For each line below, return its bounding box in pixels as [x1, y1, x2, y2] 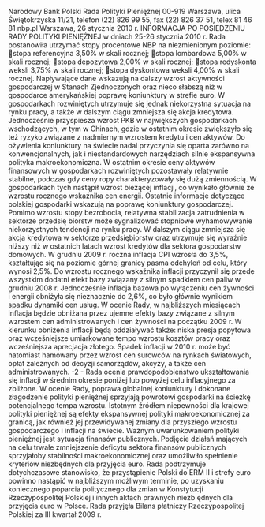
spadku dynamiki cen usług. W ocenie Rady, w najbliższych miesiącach [8, 300, 241, 309]
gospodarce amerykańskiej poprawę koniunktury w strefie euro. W [8, 91, 226, 99]
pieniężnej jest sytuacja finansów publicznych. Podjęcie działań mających [8, 434, 248, 443]
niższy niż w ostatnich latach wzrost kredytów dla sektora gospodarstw [8, 241, 241, 251]
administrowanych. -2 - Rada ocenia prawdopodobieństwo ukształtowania [8, 367, 250, 376]
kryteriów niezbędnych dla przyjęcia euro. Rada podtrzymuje [8, 459, 207, 469]
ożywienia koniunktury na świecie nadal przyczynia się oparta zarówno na [8, 141, 250, 150]
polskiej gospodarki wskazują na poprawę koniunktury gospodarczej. [8, 200, 233, 208]
